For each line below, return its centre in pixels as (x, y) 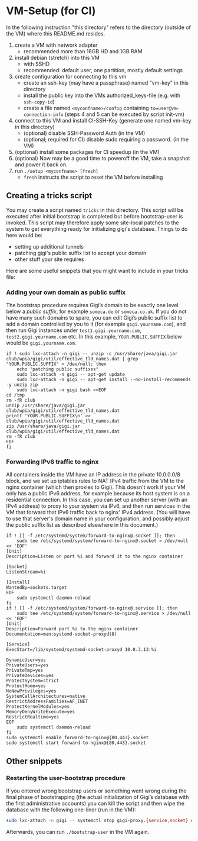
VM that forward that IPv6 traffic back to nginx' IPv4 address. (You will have (98, 513)
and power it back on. (41, 165)
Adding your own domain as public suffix (66, 292)
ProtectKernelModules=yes (38, 707)
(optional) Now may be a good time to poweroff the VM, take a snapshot (102, 158)
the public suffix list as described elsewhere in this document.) (82, 525)
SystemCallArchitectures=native (46, 697)
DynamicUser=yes (26, 660)
